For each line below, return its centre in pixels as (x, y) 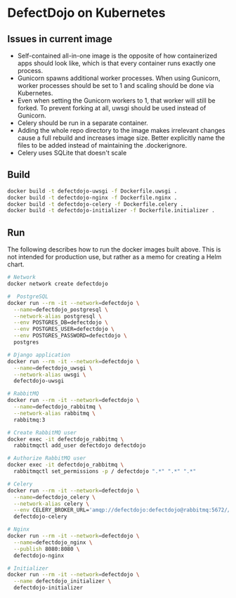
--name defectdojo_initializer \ (63, 581)
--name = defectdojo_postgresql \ (61, 310)
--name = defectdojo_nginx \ (53, 542)
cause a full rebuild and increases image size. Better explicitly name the (121, 138)
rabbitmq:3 (29, 420)
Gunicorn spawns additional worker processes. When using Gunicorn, (119, 78)
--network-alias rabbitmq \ (55, 413)
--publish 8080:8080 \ (47, 549)
